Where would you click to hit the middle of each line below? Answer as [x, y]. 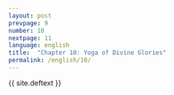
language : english [39, 46]
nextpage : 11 [30, 38]
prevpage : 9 [28, 23]
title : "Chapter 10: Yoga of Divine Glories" [87, 53]
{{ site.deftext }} [35, 83]
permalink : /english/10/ [50, 61]
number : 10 [26, 30]
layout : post [30, 16]
